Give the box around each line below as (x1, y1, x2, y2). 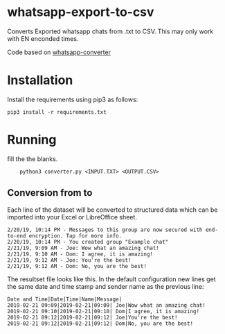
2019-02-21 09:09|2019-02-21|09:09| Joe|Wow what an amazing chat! (7, 301, 206, 309)
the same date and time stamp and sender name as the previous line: (7, 282, 204, 290)
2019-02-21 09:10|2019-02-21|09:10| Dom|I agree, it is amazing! (7, 308, 199, 315)
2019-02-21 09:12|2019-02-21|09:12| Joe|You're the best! (7, 314, 178, 321)
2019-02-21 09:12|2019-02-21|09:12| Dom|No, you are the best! (7, 320, 194, 327)
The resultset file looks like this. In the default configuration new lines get (7, 275, 216, 283)
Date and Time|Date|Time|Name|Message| (7, 296, 123, 303)
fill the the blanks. (7, 154, 58, 163)
